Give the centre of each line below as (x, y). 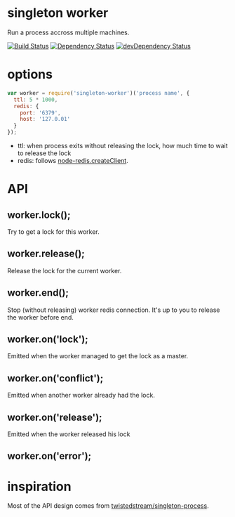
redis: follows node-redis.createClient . (73, 161)
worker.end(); (38, 293)
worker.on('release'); (55, 417)
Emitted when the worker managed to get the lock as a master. (98, 356)
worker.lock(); (39, 215)
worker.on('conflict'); (55, 378)
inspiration (39, 486)
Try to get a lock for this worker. (53, 232)
